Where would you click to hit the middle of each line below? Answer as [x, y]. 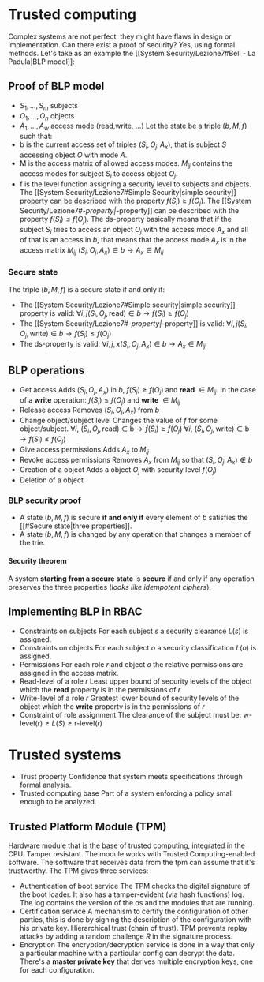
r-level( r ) [89, 723]
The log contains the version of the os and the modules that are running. [137, 903]
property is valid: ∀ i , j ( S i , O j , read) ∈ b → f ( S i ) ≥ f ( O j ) [104, 314]
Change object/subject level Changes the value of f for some [119, 421]
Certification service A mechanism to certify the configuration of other [134, 911]
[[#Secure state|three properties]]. [76, 526]
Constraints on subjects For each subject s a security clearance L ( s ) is [134, 631]
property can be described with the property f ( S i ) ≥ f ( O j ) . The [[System [135, 201]
